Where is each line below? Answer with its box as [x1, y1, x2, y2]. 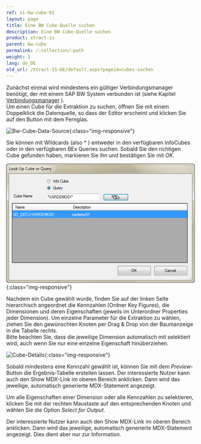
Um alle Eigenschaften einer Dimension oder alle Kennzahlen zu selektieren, [6, 394, 194, 401]
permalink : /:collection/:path [6, 48, 84, 54]
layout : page [6, 16, 39, 22]
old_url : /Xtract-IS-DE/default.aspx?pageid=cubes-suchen [6, 67, 154, 73]
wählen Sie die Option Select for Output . [6, 406, 106, 413]
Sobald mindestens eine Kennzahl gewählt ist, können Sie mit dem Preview [6, 363, 191, 370]
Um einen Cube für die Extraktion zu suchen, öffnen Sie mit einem [6, 102, 169, 110]
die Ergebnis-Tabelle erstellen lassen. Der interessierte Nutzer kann [23, 369, 190, 377]
